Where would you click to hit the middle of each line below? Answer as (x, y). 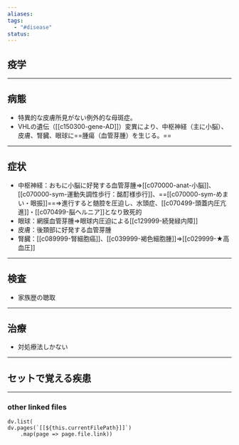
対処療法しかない (43, 347)
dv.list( (20, 422)
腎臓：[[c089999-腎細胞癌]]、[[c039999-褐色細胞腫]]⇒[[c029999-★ (120, 239)
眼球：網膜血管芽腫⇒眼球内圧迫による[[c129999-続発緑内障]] (108, 221)
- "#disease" (33, 27)
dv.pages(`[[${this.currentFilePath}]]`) (70, 428)
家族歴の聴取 (36, 297)
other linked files (37, 407)
